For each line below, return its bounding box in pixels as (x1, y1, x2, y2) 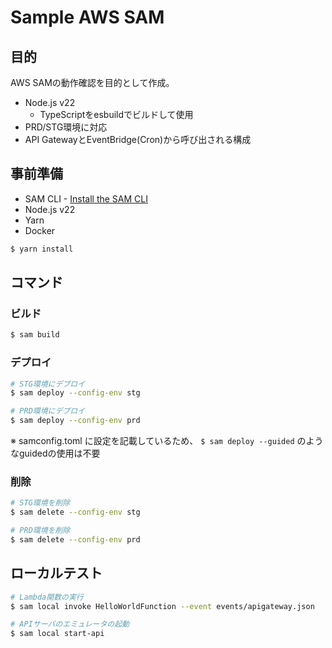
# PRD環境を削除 (10, 526, 71, 536)
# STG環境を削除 (10, 498, 71, 508)
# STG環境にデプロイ (10, 379, 86, 389)
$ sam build (10, 330, 60, 340)
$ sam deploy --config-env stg (10, 388, 141, 398)
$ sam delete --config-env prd (10, 534, 141, 545)
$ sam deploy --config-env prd (10, 416, 141, 426)
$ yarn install (10, 244, 74, 254)
